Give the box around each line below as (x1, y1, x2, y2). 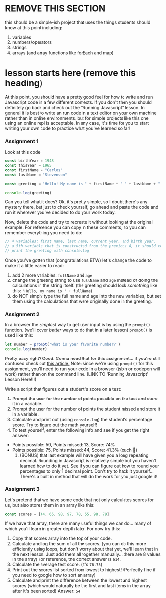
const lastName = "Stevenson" (5, 172, 68, 177)
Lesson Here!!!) (5, 376, 37, 383)
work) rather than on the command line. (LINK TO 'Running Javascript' (5, 371, 149, 377)
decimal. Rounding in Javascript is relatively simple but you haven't (19, 458, 157, 464)
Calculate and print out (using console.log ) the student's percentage (12, 417, 152, 423)
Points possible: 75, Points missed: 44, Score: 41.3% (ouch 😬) (12, 447, 137, 453)
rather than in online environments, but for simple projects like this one (5, 115, 149, 121)
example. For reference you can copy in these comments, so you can (5, 224, 146, 230)
